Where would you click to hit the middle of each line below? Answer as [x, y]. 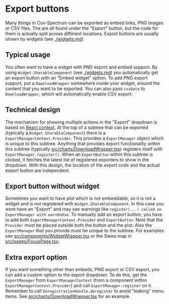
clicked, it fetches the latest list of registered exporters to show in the [77, 159]
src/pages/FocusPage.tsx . [33, 241]
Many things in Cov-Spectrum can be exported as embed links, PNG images [84, 23]
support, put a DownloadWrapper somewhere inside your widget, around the [82, 83]
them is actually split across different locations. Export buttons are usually [82, 33]
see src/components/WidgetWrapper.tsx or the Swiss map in [69, 236]
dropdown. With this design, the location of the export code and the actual [82, 165]
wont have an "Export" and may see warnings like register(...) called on [83, 209]
